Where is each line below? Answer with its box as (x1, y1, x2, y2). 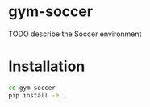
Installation (8, 57, 85, 76)
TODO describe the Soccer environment (8, 29, 142, 39)
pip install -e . (8, 91, 67, 99)
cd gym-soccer (8, 84, 56, 92)
